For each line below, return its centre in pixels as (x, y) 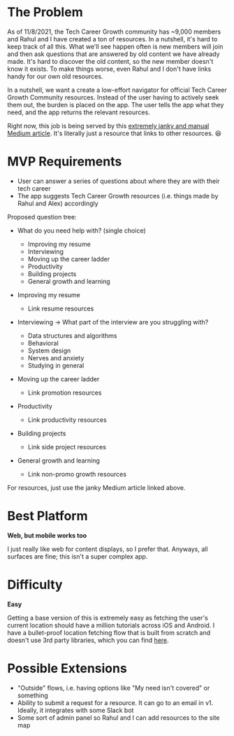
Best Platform (47, 516)
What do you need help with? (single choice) (82, 230)
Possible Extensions (67, 668)
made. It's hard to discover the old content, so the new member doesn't (110, 61)
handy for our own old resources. (55, 76)
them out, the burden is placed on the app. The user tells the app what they (116, 104)
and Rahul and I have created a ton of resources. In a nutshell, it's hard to (112, 39)
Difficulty (35, 585)
